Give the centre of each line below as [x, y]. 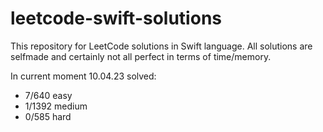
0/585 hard [48, 116]
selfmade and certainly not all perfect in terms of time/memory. [141, 56]
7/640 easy [48, 95]
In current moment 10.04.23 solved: [83, 76]
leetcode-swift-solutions [116, 18]
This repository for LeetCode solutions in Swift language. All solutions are [161, 46]
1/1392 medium [56, 106]
